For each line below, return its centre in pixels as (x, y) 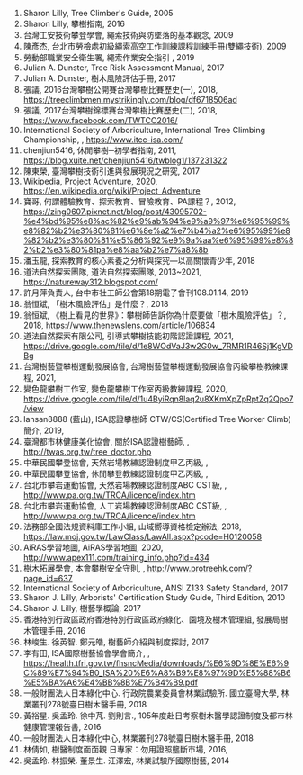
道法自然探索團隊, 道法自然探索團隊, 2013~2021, (112, 272)
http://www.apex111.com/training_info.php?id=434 (116, 558)
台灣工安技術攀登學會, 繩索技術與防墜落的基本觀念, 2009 (128, 35)
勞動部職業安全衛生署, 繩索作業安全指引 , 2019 (109, 57)
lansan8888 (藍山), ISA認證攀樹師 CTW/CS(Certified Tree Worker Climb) (157, 419)
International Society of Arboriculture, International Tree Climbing (144, 130)
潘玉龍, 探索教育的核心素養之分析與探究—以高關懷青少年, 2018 (139, 261)
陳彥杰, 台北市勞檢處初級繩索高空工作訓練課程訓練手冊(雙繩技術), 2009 (155, 46)
